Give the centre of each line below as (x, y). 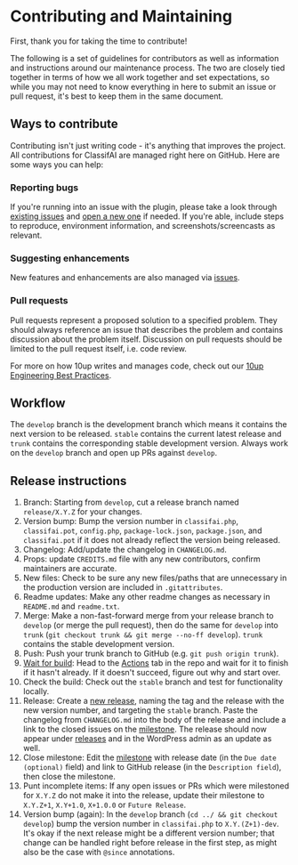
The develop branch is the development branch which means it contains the (149, 424)
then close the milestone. (69, 777)
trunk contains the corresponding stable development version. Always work (149, 443)
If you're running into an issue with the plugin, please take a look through (144, 207)
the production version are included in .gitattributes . (123, 587)
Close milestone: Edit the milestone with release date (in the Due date (149, 757)
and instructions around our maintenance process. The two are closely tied (148, 68)
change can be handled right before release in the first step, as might (150, 843)
